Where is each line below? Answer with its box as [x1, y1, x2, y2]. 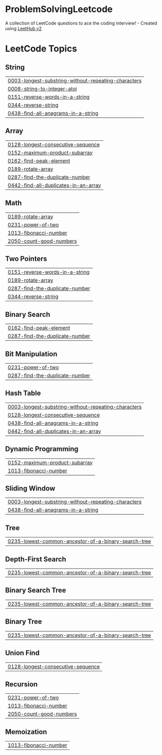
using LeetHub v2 [5, 25, 42, 31]
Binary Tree [5, 618, 42, 626]
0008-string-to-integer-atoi [7, 85, 77, 92]
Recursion [5, 680, 38, 688]
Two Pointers [5, 254, 47, 263]
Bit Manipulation [5, 349, 57, 358]
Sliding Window [5, 484, 55, 493]
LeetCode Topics [5, 43, 77, 55]
